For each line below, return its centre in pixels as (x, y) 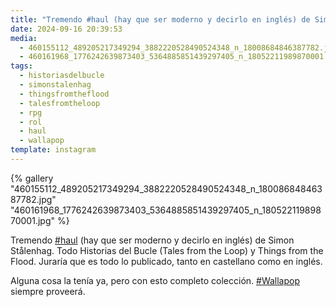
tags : (21, 66)
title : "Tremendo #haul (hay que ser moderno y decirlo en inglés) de (160, 19)
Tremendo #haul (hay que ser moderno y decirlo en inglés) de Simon (152, 240)
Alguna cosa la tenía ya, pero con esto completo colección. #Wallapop (155, 280)
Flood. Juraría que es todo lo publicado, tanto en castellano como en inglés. (166, 261)
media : (24, 38)
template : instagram (53, 150)
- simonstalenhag (55, 85)
